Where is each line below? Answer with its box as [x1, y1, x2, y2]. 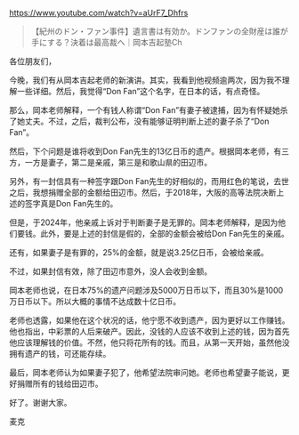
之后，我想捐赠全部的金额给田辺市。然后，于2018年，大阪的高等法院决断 [9, 187, 277, 197]
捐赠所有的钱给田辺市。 [16, 378, 103, 389]
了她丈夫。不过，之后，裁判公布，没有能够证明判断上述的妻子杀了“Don [9, 116, 270, 126]
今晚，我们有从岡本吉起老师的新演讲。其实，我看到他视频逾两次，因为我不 [9, 75, 282, 85]
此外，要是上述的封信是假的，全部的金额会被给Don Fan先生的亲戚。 [39, 229, 289, 238]
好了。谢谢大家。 [9, 398, 72, 407]
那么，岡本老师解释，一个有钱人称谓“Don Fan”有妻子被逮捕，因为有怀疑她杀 [9, 105, 288, 115]
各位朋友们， [9, 56, 56, 66]
